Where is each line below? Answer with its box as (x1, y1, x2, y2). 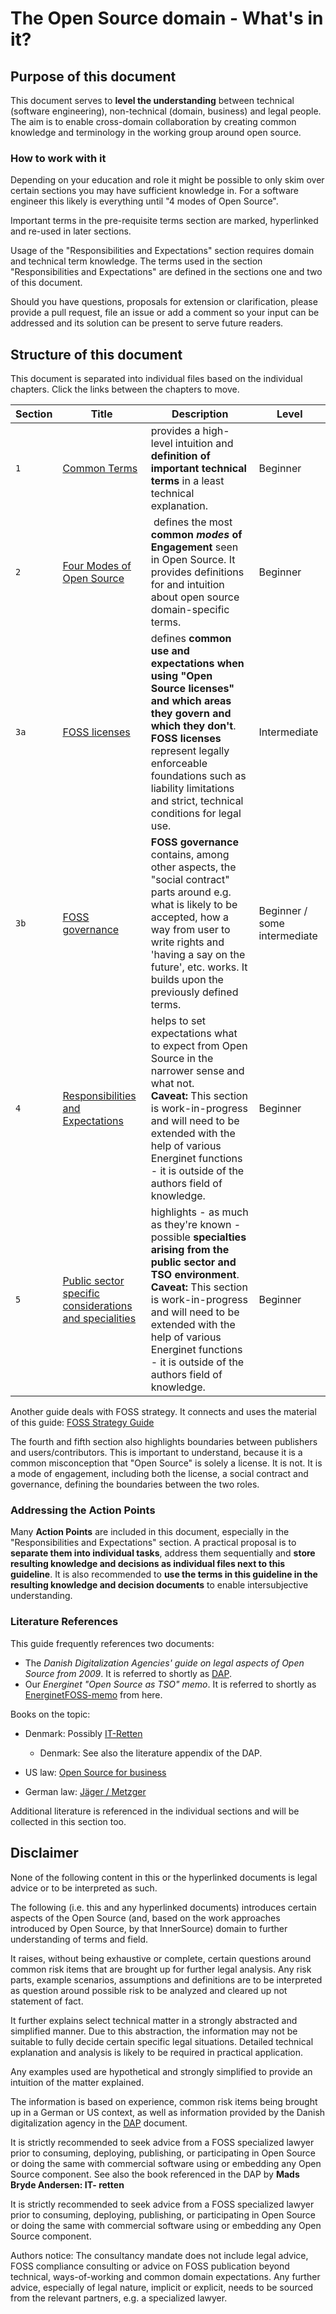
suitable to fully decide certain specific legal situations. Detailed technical (10, 2035, 314, 2047)
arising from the (150, 1243, 230, 1257)
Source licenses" (150, 682, 235, 696)
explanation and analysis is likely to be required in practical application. (10, 2046, 304, 2058)
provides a (150, 424, 201, 438)
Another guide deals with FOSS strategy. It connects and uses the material (10, 1406, 317, 1418)
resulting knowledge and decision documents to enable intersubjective (10, 1579, 309, 1591)
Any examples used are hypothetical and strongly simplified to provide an (10, 2065, 313, 2077)
